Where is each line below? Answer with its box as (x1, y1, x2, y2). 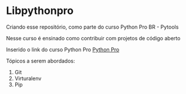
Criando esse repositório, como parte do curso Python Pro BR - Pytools (6, 23, 179, 30)
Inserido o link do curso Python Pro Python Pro (6, 46, 120, 53)
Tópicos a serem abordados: (6, 57, 75, 64)
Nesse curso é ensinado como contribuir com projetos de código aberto (6, 34, 181, 41)
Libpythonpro (6, 4, 74, 18)
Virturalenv (14, 75, 42, 82)
